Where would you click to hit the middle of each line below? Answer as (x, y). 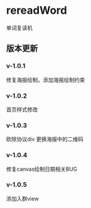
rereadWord (37, 10)
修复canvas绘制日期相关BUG (42, 169)
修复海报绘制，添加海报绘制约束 (45, 80)
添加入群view (22, 198)
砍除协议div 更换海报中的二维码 (45, 139)
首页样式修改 (22, 109)
